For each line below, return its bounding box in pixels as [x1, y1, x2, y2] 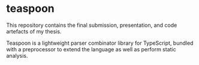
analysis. [6, 52, 28, 59]
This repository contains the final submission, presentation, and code [6, 21, 177, 29]
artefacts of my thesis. [6, 27, 62, 35]
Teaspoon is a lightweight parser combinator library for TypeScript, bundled [6, 39, 194, 47]
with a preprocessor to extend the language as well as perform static [6, 45, 176, 52]
